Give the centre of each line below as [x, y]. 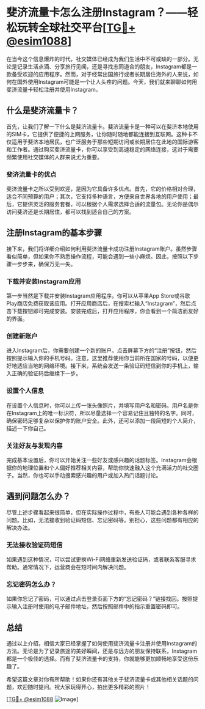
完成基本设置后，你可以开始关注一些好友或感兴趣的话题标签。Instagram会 [99, 460]
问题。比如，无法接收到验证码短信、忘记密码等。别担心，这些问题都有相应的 [103, 520]
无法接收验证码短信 [34, 545]
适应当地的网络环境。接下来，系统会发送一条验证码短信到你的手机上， [105, 366]
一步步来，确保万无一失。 [44, 264]
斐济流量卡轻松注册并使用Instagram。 [54, 89]
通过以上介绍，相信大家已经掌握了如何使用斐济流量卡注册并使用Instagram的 [102, 644]
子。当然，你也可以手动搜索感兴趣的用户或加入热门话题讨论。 [84, 476]
